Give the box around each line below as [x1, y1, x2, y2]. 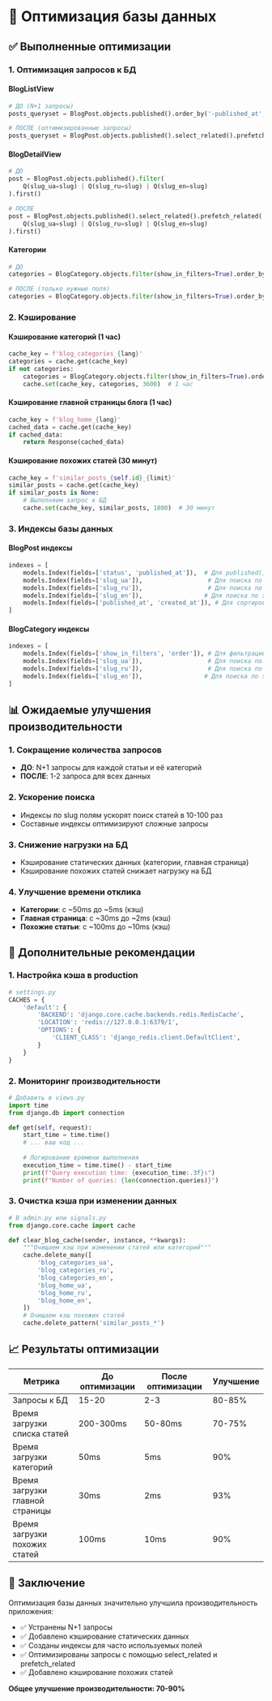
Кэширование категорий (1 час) [8, 332, 121, 342]
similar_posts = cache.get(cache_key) [8, 481, 139, 489]
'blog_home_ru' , [37, 1289, 92, 1297]
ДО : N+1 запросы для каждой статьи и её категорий [19, 763, 202, 773]
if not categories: [8, 364, 74, 372]
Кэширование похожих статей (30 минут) [8, 455, 158, 465]
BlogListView [8, 84, 54, 94]
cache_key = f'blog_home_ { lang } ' [8, 416, 121, 424]
